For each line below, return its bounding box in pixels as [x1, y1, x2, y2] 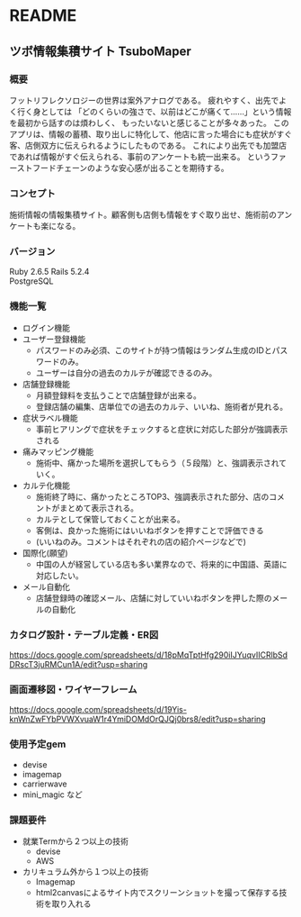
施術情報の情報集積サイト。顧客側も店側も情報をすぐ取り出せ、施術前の [9, 209, 277, 221]
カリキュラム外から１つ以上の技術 [22, 866, 149, 876]
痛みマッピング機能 [22, 446, 94, 457]
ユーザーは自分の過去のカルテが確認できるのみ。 [35, 367, 217, 378]
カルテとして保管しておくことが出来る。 [35, 513, 186, 524]
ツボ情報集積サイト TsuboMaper [9, 43, 191, 59]
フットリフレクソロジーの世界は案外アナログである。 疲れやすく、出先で [9, 95, 279, 105]
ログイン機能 [22, 322, 70, 333]
